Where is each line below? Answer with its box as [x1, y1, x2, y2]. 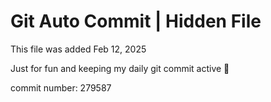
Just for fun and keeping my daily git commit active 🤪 [10, 62, 230, 74]
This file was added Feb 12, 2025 [10, 43, 147, 55]
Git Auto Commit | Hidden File [10, 10, 262, 33]
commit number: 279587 [10, 81, 112, 94]
